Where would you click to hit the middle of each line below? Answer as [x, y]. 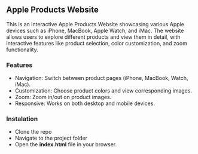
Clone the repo [33, 132]
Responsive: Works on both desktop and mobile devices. [85, 103]
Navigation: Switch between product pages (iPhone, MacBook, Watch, [101, 78]
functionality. [22, 50]
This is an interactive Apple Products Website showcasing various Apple [95, 24]
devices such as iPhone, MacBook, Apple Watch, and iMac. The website [95, 30]
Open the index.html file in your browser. [66, 144]
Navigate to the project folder [51, 138]
